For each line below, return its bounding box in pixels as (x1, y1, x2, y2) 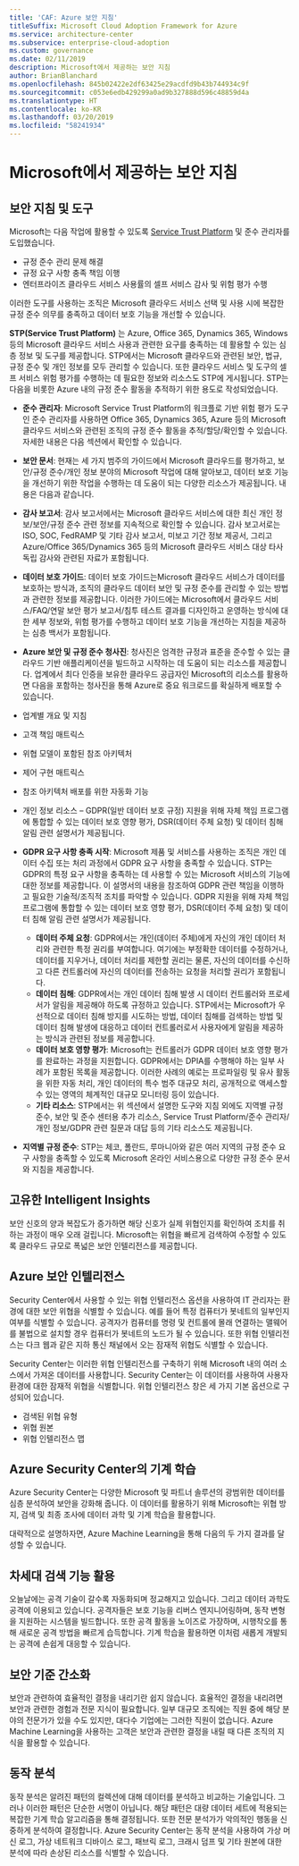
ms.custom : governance (9, 46, 94, 55)
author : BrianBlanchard (9, 72, 98, 80)
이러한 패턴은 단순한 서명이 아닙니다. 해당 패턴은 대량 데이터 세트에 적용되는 (25, 1803, 288, 1813)
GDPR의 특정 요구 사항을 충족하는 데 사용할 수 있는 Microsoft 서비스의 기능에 (21, 869, 291, 879)
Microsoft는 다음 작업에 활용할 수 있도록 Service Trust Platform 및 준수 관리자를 (9, 226, 290, 237)
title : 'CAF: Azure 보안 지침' (9, 13, 119, 22)
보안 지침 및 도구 (9, 200, 94, 215)
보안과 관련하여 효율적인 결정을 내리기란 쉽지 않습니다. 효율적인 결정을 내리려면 (9, 1693, 284, 1703)
